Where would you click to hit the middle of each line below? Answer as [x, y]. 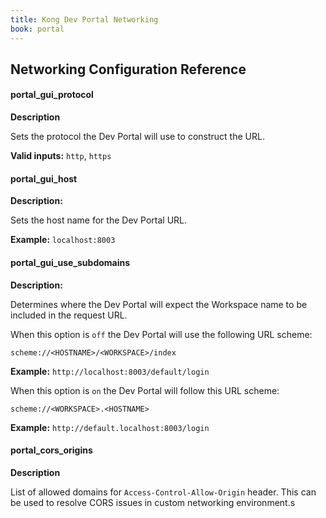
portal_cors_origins [51, 450]
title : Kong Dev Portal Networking [84, 19]
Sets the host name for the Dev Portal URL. [99, 220]
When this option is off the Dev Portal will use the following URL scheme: [161, 334]
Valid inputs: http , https [61, 156]
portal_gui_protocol [52, 95]
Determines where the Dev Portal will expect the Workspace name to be [159, 304]
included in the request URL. [69, 315]
